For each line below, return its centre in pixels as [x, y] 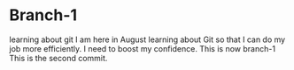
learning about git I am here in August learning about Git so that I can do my [147, 39]
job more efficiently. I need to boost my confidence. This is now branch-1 [143, 48]
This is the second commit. [58, 58]
